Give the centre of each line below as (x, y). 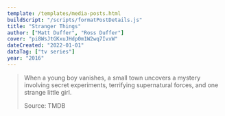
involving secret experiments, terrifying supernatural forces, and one (121, 85)
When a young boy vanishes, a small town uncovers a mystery (112, 78)
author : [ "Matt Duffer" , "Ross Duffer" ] (66, 33)
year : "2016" (26, 58)
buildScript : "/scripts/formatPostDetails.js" (75, 20)
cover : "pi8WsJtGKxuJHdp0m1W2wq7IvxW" (62, 39)
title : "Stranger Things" (44, 26)
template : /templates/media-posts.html (64, 13)
